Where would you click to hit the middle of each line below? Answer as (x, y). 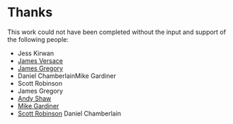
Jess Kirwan (36, 53)
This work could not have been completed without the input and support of (117, 32)
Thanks (30, 12)
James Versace (40, 60)
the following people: (38, 39)
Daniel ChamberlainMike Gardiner (67, 76)
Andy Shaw (34, 98)
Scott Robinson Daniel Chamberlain (69, 113)
